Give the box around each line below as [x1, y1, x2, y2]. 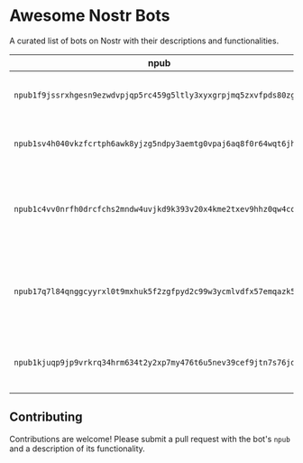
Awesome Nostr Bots [9, 5, 170, 26]
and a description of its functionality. [9, 443, 146, 454]
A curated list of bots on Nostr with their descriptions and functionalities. [9, 35, 280, 46]
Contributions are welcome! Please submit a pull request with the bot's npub [9, 433, 290, 444]
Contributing [9, 410, 83, 425]
